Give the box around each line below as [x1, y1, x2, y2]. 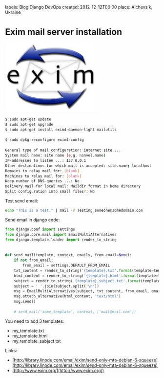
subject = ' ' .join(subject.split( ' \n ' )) [14, 284, 99, 289]
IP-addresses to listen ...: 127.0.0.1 [5, 158, 86, 163]
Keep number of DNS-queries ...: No [5, 178, 80, 184]
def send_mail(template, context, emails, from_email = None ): [5, 253, 132, 258]
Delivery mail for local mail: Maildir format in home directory [5, 184, 141, 189]
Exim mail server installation [5, 26, 123, 38]
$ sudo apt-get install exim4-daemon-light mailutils [5, 127, 117, 132]
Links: [5, 347, 17, 354]
